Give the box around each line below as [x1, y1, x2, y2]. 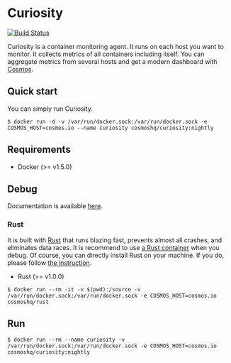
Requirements [7, 143, 71, 156]
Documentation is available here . [7, 202, 103, 210]
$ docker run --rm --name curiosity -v [7, 336, 125, 344]
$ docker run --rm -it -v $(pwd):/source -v [7, 286, 141, 293]
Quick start [7, 85, 58, 97]
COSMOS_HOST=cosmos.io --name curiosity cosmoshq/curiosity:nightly [7, 124, 214, 131]
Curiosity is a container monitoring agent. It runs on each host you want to [7, 42, 225, 50]
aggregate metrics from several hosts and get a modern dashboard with [7, 57, 218, 65]
